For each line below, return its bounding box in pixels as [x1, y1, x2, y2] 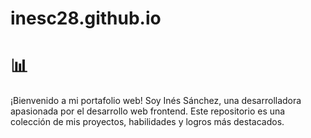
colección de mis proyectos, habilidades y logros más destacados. [10, 116, 285, 128]
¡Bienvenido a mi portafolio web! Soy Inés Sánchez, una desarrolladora [10, 95, 302, 107]
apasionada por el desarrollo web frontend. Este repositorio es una [10, 105, 286, 117]
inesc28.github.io [10, 7, 162, 30]
